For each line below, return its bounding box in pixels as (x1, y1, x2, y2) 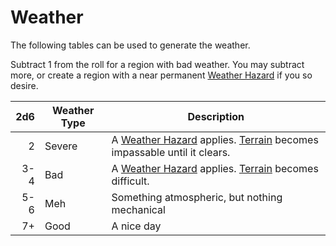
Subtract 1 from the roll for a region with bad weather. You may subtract (10, 58, 305, 70)
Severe (44, 139, 78, 153)
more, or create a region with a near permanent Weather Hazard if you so (10, 69, 313, 81)
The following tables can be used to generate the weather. (10, 39, 251, 51)
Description (187, 109, 245, 123)
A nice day (111, 219, 162, 233)
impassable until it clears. (111, 145, 231, 159)
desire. (10, 79, 39, 91)
